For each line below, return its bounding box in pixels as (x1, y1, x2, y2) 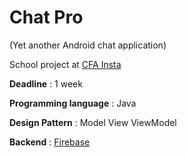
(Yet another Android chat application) (9, 39, 167, 51)
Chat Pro (9, 6, 84, 29)
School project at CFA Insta (9, 58, 122, 70)
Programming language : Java (9, 97, 137, 109)
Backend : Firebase (9, 136, 91, 148)
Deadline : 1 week (9, 77, 83, 90)
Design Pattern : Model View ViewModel (9, 116, 177, 128)
